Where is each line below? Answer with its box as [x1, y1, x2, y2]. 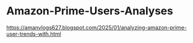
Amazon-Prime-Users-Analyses [6, 4, 174, 18]
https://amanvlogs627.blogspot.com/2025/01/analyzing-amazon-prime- [6, 24, 187, 31]
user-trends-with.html [6, 30, 61, 37]
